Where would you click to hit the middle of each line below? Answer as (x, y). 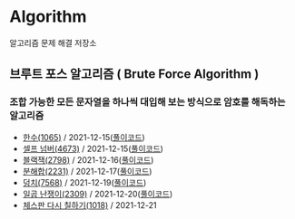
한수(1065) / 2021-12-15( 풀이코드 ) (84, 137)
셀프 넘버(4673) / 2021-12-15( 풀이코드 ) (93, 148)
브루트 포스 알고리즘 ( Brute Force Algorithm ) (134, 74)
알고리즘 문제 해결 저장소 (53, 43)
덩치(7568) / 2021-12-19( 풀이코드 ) (84, 182)
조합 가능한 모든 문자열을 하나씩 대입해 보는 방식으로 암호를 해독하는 (147, 102)
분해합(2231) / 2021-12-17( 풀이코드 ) (87, 171)
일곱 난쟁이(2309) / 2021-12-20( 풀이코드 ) (98, 194)
